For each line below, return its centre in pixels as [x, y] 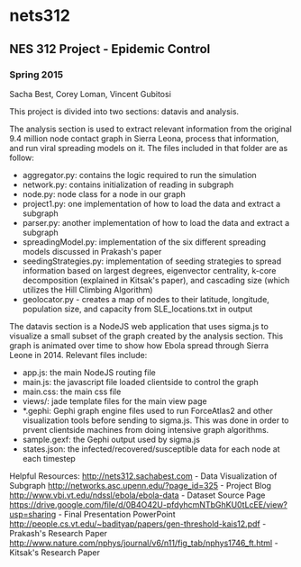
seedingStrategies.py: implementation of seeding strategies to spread [152, 261]
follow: [22, 157]
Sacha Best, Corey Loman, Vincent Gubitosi [90, 94]
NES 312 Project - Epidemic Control [110, 49]
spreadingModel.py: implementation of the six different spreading [144, 242]
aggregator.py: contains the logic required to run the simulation [139, 175]
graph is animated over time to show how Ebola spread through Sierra [139, 345]
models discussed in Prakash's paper [92, 251]
